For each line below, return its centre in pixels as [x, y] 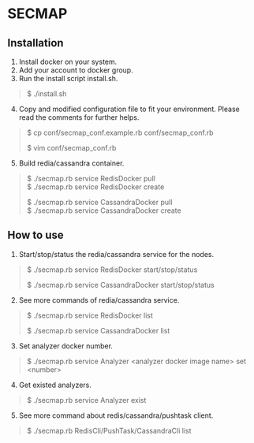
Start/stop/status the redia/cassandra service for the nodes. [116, 254]
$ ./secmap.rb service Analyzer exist [86, 400]
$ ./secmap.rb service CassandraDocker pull [99, 202]
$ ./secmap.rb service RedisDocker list [90, 315]
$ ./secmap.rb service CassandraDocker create [104, 210]
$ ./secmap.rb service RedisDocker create [95, 187]
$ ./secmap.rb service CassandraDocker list [98, 330]
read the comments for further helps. [79, 117]
